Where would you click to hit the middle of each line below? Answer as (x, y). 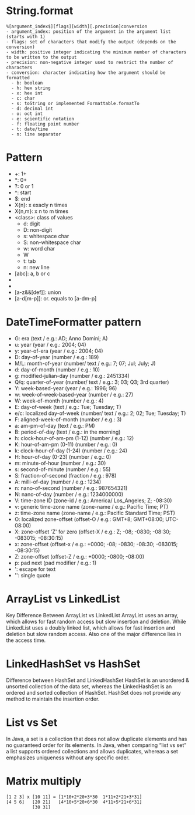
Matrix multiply (44, 781)
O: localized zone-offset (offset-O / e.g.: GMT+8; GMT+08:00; (89, 519)
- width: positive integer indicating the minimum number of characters (96, 52)
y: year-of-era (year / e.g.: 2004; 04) (59, 351)
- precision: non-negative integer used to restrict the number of (90, 62)
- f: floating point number (46, 124)
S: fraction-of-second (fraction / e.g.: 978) (65, 475)
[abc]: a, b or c (32, 273)
